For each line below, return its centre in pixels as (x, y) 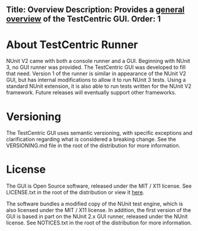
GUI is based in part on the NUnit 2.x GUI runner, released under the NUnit (97, 217)
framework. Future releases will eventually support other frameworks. (91, 93)
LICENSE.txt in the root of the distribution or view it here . (75, 192)
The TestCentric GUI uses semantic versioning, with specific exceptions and (99, 133)
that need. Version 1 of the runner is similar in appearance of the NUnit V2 (96, 74)
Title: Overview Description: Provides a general (95, 10)
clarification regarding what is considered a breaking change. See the (91, 140)
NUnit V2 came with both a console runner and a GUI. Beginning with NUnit (98, 61)
